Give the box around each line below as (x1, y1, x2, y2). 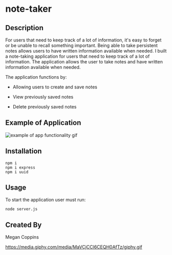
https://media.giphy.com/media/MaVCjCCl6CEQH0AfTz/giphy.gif (5, 244, 142, 250)
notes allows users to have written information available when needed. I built (5, 48, 167, 54)
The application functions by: (5, 74, 67, 80)
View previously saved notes (12, 94, 74, 100)
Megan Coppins (5, 234, 39, 240)
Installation (5, 147, 42, 156)
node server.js (5, 206, 38, 212)
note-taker (5, 3, 52, 15)
